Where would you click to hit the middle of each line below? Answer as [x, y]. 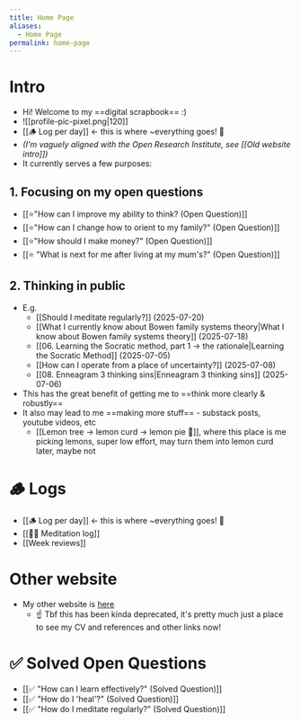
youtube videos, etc [59, 422]
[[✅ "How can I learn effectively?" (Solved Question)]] [122, 689]
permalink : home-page [50, 43]
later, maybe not [66, 451]
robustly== [43, 403]
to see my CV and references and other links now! [128, 627]
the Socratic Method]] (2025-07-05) [103, 355]
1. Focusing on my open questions [106, 192]
